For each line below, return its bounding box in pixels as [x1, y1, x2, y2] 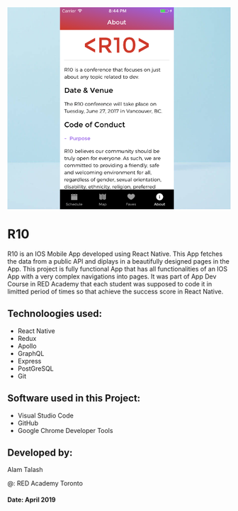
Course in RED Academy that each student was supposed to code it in [7, 280, 212, 288]
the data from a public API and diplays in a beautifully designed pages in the [7, 257, 230, 266]
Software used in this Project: [7, 393, 141, 405]
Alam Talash [7, 466, 43, 474]
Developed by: [7, 447, 73, 459]
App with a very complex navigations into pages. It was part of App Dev [7, 272, 217, 281]
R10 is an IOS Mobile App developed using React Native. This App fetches [7, 249, 223, 258]
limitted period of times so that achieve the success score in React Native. [7, 287, 224, 296]
